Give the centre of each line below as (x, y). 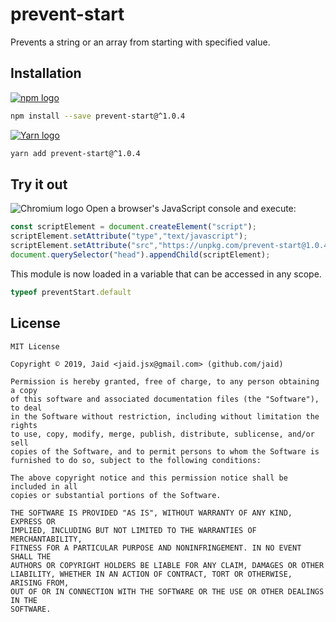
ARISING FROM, (40, 583)
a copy (24, 390)
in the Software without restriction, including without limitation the (165, 416)
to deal (26, 408)
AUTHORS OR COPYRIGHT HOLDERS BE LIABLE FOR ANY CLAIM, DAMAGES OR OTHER (167, 565)
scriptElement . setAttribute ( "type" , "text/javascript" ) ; (129, 236)
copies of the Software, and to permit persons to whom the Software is (165, 451)
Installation (46, 73)
